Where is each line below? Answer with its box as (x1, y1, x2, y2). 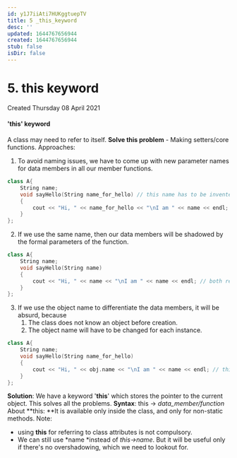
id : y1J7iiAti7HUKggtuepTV (7, 10, 87, 18)
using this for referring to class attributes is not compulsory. (17, 428, 193, 437)
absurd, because (17, 311, 67, 319)
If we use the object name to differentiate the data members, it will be (17, 303, 220, 312)
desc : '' (7, 23, 33, 30)
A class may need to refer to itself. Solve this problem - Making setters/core (7, 136, 229, 144)
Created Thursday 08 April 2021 (7, 103, 101, 112)
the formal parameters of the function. (17, 237, 129, 246)
